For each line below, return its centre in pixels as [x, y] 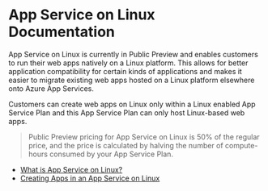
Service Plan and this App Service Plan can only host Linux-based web [127, 112]
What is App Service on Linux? [71, 169]
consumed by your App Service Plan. [112, 154]
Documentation [62, 32]
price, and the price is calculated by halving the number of [126, 145]
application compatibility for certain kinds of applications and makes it [125, 71]
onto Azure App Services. [51, 88]
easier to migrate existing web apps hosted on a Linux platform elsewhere [132, 80]
